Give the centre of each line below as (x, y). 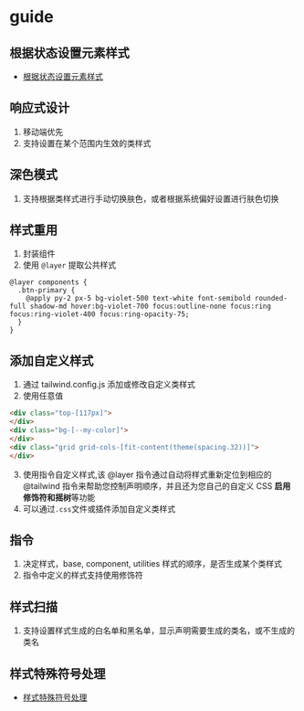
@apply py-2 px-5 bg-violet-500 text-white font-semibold (138, 299)
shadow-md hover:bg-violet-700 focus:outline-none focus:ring (151, 307)
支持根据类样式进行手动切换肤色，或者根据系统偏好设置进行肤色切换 (151, 198)
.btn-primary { (47, 291)
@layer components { (49, 282)
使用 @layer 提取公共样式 (69, 265)
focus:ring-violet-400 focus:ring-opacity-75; (100, 314)
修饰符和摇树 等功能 (59, 497)
